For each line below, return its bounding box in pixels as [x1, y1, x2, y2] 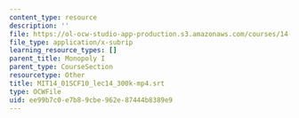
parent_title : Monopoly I [9, 54, 105, 63]
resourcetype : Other [9, 71, 86, 80]
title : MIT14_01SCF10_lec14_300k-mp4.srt [9, 79, 166, 88]
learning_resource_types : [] [9, 46, 117, 55]
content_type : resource [9, 12, 98, 22]
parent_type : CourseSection [9, 63, 114, 72]
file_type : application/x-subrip [9, 37, 133, 47]
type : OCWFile [9, 87, 62, 96]
